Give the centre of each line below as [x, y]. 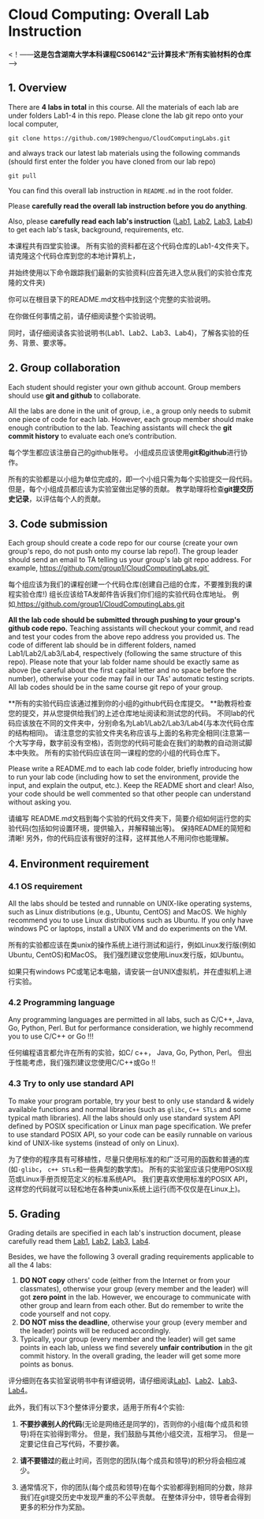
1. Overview [37, 88]
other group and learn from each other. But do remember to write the [132, 1306]
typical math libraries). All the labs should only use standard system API [125, 1118]
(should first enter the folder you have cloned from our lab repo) [112, 161]
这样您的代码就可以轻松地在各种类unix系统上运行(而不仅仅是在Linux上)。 [126, 1189]
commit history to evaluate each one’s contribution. [93, 435]
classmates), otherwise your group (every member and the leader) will [134, 1289]
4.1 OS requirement [45, 886]
